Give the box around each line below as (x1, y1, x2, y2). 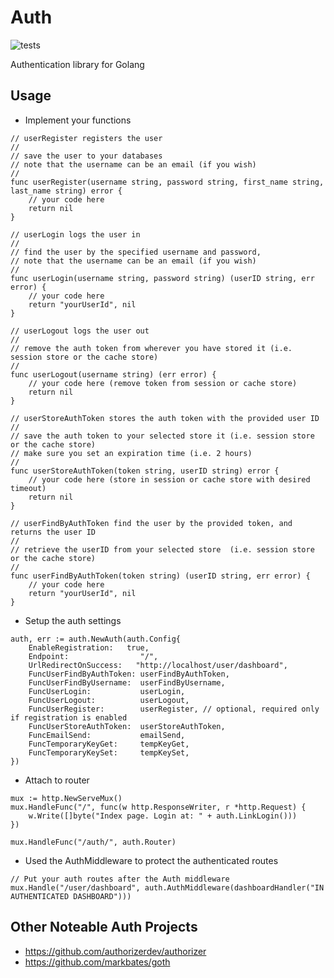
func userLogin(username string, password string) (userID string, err (10, 273, 315, 283)
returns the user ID (10, 527, 97, 537)
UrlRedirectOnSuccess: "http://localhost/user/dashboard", (28, 660, 288, 670)
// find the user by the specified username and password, (10, 247, 262, 257)
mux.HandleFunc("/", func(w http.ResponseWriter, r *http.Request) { (10, 802, 307, 812)
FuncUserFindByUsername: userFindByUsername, (28, 677, 226, 688)
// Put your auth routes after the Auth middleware (10, 874, 230, 884)
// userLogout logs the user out (10, 326, 150, 336)
